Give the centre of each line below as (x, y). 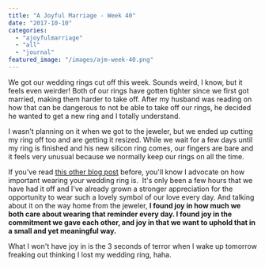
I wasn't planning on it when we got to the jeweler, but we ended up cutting (131, 131)
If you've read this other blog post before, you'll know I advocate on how (127, 172)
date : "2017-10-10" (40, 23)
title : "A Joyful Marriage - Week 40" (72, 15)
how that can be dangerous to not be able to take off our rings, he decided (130, 107)
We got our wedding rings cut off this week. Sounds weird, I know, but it (125, 82)
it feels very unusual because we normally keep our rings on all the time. (126, 156)
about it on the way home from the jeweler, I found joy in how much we (125, 205)
